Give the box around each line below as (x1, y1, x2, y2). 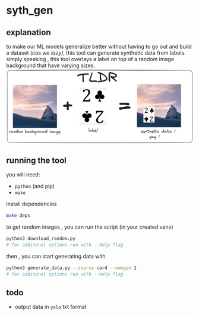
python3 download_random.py (6, 235, 76, 241)
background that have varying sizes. (6, 62, 95, 69)
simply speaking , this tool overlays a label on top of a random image (6, 56, 174, 62)
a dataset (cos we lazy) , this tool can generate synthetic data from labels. (6, 49, 186, 56)
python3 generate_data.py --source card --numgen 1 (6, 265, 137, 271)
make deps (6, 213, 31, 219)
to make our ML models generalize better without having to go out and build (6, 43, 192, 50)
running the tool (6, 155, 67, 165)
